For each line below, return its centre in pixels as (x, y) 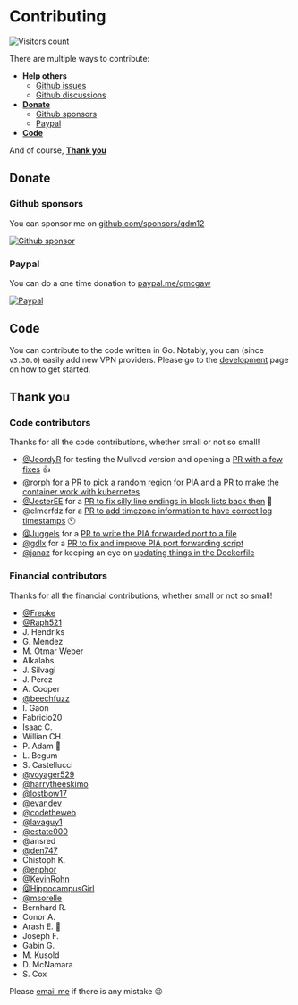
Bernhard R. (44, 907)
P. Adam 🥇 (41, 746)
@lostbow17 (44, 793)
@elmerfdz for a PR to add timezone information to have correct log (147, 511)
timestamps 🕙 (49, 521)
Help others (44, 76)
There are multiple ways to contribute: (80, 58)
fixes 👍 (36, 469)
